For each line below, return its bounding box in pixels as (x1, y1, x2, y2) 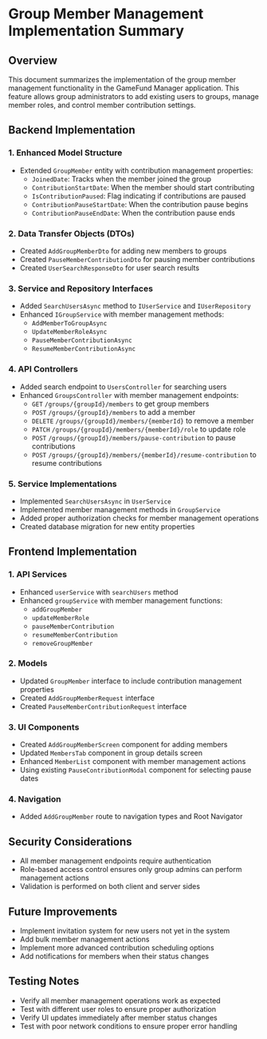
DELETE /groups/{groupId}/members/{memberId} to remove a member (31, 416, 254, 425)
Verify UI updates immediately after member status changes (19, 1013, 218, 1022)
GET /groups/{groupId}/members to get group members (31, 399, 210, 408)
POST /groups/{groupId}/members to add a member (31, 407, 196, 416)
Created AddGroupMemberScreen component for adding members (19, 740, 228, 750)
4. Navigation (8, 794, 61, 805)
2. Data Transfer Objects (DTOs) (8, 228, 135, 239)
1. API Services (8, 569, 68, 580)
